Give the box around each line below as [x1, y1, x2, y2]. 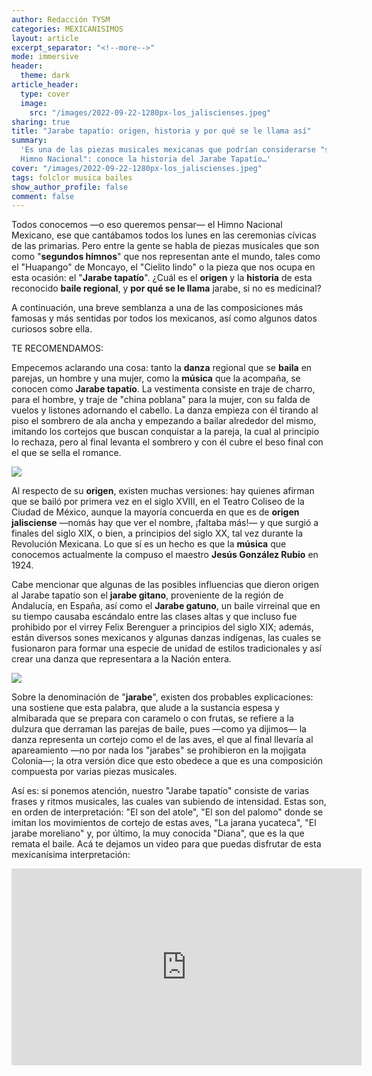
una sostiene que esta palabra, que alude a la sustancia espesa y [11, 702, 280, 714]
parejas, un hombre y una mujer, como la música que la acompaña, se [11, 372, 301, 385]
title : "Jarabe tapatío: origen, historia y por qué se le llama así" [11, 126, 312, 136]
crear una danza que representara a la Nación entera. [11, 653, 232, 665]
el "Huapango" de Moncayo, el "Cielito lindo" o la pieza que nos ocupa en [11, 261, 316, 273]
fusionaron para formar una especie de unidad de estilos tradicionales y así [11, 642, 322, 655]
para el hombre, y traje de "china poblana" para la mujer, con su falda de [11, 394, 311, 406]
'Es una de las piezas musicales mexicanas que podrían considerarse [20, 145, 316, 155]
